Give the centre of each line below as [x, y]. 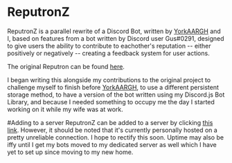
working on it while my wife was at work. [65, 109]
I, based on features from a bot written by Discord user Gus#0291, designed [116, 38]
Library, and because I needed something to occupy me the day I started [111, 102]
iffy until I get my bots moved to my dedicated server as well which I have [112, 144]
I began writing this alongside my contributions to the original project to [109, 79]
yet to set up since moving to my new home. [70, 152]
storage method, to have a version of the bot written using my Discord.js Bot [116, 95]
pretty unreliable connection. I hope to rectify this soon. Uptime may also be [115, 137]
